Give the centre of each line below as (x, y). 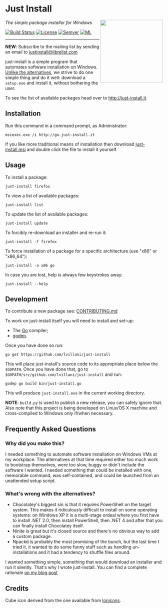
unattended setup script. (30, 481)
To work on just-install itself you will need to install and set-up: (69, 321)
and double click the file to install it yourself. (72, 149)
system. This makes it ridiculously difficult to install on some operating (85, 510)
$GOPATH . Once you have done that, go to (47, 369)
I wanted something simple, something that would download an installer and (83, 562)
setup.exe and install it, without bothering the (52, 82)
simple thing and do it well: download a (45, 77)
